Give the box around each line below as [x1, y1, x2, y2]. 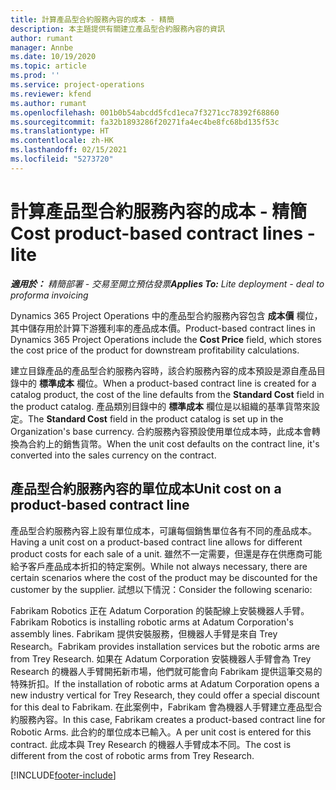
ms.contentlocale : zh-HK [10, 136, 114, 146]
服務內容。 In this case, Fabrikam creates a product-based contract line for [18, 713, 326, 725]
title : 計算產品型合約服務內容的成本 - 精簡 [10, 14, 175, 25]
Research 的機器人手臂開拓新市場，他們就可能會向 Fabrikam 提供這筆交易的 [10, 665, 323, 677]
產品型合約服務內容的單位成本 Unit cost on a [10, 481, 282, 498]
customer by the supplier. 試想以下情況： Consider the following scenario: [10, 583, 313, 595]
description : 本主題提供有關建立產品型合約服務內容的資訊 [10, 24, 225, 34]
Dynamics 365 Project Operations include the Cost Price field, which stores [10, 333, 322, 345]
